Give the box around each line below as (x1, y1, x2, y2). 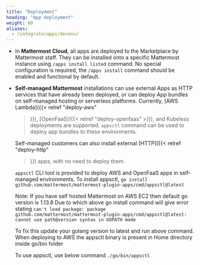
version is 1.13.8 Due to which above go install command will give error (14, 199, 189, 206)
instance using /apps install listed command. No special (14, 61, 162, 68)
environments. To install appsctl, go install (40, 176, 148, 183)
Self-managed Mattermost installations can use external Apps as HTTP (14, 85, 193, 92)
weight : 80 (6, 20, 34, 26)
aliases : (6, 25, 28, 32)
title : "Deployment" (6, 8, 58, 15)
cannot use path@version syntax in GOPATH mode (14, 217, 136, 223)
